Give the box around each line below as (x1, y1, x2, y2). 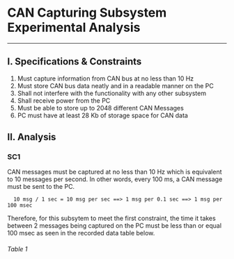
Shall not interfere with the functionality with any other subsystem (17, 89, 207, 97)
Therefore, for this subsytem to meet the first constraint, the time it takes (7, 214, 216, 223)
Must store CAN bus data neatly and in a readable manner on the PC (17, 81, 214, 90)
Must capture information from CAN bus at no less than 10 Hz (17, 74, 194, 83)
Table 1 (7, 245, 28, 253)
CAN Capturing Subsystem (7, 5, 167, 21)
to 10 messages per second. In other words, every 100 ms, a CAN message (7, 175, 223, 183)
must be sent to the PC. (7, 183, 75, 191)
